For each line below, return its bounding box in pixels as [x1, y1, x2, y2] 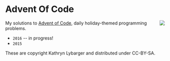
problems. [5, 25, 26, 31]
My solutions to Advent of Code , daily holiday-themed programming [5, 20, 147, 26]
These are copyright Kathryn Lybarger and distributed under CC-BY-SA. [5, 50, 156, 56]
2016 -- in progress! [12, 35, 54, 41]
